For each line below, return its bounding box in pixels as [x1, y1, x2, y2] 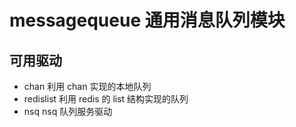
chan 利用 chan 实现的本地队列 [23, 81, 152, 92]
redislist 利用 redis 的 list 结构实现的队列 [23, 93, 189, 105]
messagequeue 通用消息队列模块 [9, 9, 286, 32]
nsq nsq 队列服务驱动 [23, 106, 113, 117]
